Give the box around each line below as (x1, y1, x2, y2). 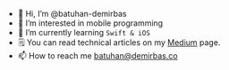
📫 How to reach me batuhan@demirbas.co (17, 51, 178, 61)
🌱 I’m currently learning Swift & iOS (17, 27, 150, 37)
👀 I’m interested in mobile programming (17, 18, 164, 28)
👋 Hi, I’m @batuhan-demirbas (17, 9, 127, 19)
